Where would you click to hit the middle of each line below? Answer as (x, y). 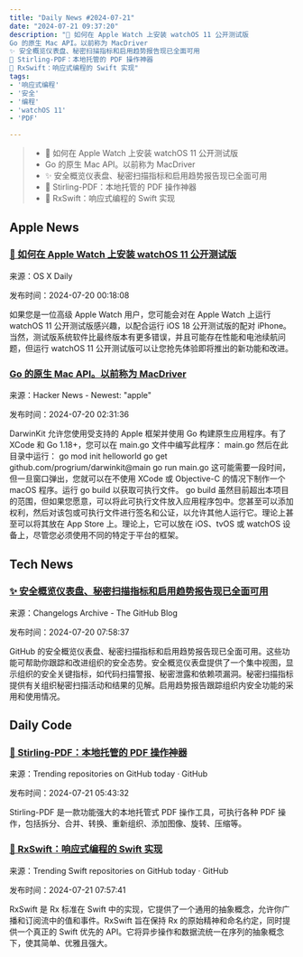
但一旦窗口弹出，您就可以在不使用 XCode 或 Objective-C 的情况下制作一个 (147, 478)
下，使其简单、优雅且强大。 (61, 943)
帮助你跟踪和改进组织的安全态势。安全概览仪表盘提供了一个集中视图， (155, 662)
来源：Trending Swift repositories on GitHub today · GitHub (119, 870)
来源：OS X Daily (41, 275)
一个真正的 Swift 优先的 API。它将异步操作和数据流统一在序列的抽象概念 (151, 932)
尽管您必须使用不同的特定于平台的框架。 (108, 535)
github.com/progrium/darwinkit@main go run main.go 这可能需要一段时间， (150, 468)
